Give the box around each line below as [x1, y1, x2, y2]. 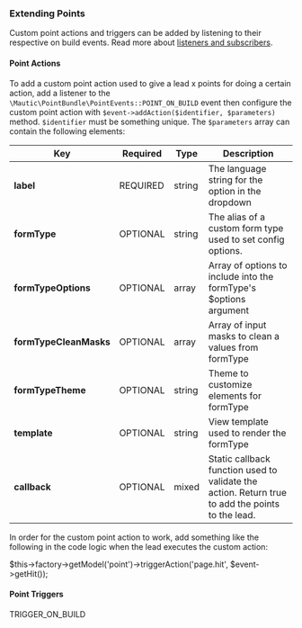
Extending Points [9, 7, 85, 20]
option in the [208, 184, 262, 197]
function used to [208, 463, 278, 476]
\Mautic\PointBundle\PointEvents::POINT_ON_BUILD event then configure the [9, 97, 292, 108]
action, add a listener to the [9, 87, 111, 98]
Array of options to [208, 259, 288, 272]
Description [222, 147, 274, 159]
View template [208, 415, 270, 427]
